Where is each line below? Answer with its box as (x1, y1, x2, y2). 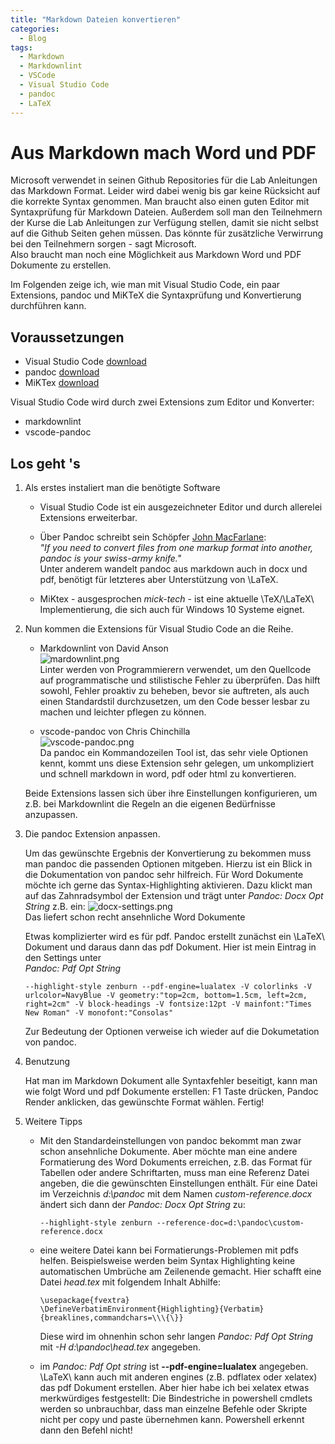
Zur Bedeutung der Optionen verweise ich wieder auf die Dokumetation (24, 1026, 320, 1038)
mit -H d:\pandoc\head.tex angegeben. (39, 1341, 202, 1353)
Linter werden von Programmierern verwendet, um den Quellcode (39, 664, 312, 676)
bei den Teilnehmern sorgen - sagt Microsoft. (10, 238, 197, 250)
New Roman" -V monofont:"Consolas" (24, 1008, 174, 1018)
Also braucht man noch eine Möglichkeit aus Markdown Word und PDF (10, 249, 302, 261)
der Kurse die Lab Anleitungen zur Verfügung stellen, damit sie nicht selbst (10, 217, 319, 229)
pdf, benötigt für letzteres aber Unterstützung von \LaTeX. (39, 574, 279, 586)
